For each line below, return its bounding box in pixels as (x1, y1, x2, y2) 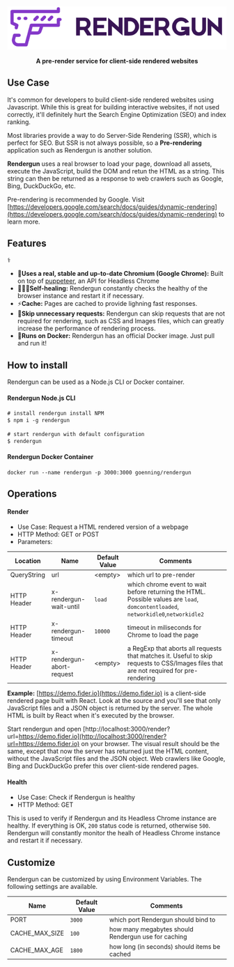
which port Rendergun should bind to (109, 915, 216, 924)
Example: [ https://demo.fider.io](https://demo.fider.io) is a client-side (7, 689, 207, 697)
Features (7, 238, 47, 249)
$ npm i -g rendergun (7, 417, 70, 424)
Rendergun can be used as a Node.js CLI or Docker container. (7, 378, 185, 386)
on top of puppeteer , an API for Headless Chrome (17, 277, 160, 285)
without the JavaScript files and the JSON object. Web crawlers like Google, (7, 755, 226, 763)
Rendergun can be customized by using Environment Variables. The (7, 875, 202, 883)
